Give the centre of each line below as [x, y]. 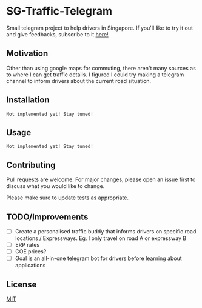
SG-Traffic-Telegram [59, 11]
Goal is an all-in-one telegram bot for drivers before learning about [98, 258]
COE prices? [31, 252]
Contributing [31, 165]
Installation [28, 100]
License [22, 284]
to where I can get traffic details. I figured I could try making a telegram [95, 75]
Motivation [27, 54]
